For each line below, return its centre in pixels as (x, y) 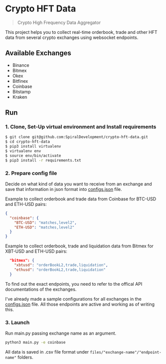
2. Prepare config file (31, 173)
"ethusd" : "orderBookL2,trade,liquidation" (60, 270)
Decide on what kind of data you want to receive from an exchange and (79, 184)
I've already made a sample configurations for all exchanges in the (74, 299)
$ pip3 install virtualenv (33, 147)
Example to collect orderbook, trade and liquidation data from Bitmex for (79, 246)
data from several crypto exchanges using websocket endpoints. (72, 37)
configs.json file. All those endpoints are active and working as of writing (80, 304)
